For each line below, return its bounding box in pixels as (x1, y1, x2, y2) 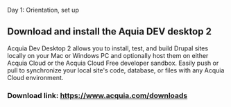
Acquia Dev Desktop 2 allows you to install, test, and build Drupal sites (7, 44, 209, 52)
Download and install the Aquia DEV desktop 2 (7, 26, 212, 37)
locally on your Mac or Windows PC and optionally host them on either (7, 51, 209, 59)
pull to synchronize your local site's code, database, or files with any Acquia (7, 66, 225, 75)
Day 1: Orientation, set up (7, 6, 80, 14)
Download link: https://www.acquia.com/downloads (7, 90, 188, 100)
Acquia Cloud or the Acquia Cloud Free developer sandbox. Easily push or (7, 59, 219, 67)
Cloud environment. (7, 73, 64, 81)
